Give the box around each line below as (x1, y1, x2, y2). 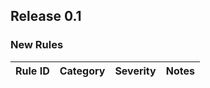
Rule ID (15, 64, 50, 78)
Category (59, 64, 106, 78)
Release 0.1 (10, 8, 82, 25)
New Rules (10, 38, 64, 52)
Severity (114, 64, 157, 78)
